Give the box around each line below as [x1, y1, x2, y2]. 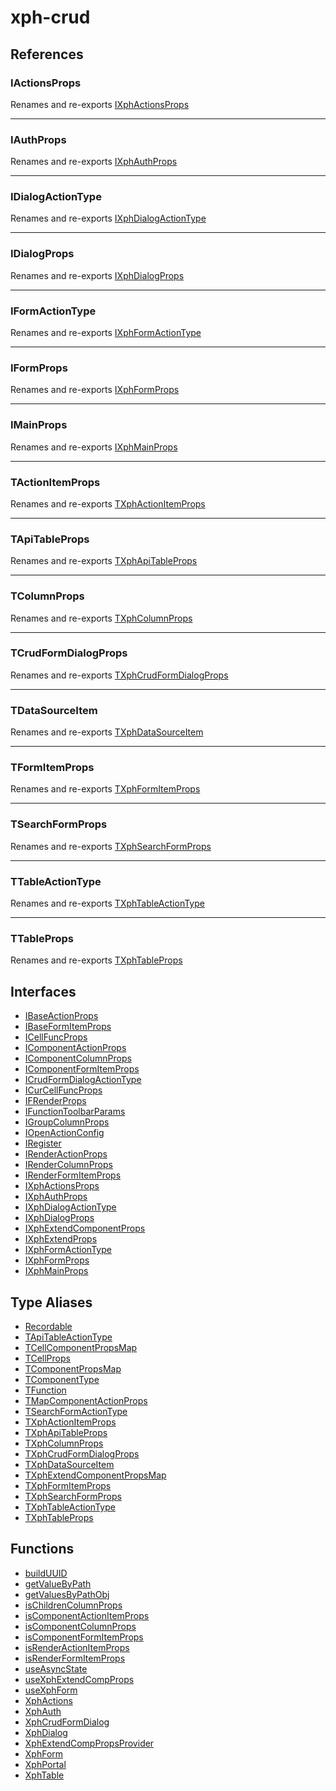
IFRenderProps [24, 1095, 87, 1107]
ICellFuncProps [24, 1031, 88, 1043]
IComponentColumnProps [24, 1052, 132, 1065]
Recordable [24, 1320, 73, 1332]
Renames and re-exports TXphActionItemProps [10, 497, 206, 510]
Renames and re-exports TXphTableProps [10, 954, 183, 966]
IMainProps [10, 418, 68, 432]
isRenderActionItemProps [24, 1641, 130, 1653]
